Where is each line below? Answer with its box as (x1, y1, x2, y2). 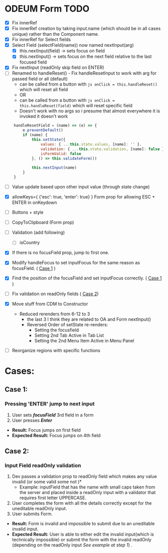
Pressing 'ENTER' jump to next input (5, 400, 95, 407)
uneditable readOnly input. (12, 506, 67, 512)
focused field (19, 59, 47, 65)
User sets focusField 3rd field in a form (12, 411, 94, 418)
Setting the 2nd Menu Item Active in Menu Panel (34, 337, 134, 343)
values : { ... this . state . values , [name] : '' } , (40, 142, 142, 147)
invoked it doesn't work (19, 113, 68, 119)
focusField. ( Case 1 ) (12, 265, 56, 271)
